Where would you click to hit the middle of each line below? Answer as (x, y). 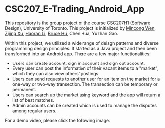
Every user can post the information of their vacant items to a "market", (85, 68)
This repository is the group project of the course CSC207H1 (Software (78, 23)
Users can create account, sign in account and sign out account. (79, 63)
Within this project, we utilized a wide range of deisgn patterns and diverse (82, 43)
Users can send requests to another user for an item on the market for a (86, 79)
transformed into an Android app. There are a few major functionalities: (78, 54)
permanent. (24, 89)
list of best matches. (33, 100)
